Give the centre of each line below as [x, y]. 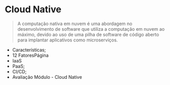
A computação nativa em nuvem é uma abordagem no [75, 24]
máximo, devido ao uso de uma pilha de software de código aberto [88, 34]
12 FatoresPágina [31, 55]
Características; [29, 50]
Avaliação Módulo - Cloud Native [47, 77]
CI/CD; [19, 71]
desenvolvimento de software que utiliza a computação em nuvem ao [91, 29]
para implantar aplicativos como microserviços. [68, 40]
